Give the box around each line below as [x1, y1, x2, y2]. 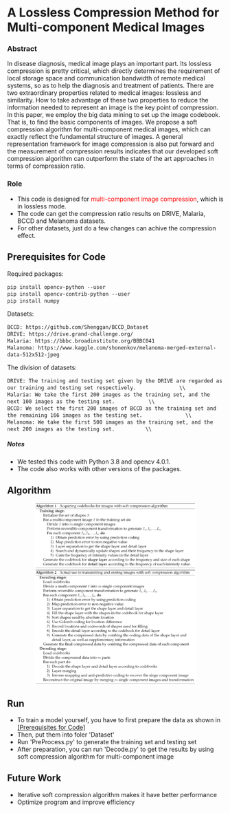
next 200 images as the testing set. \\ [7, 425, 152, 433]
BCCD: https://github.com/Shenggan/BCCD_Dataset [7, 323, 149, 331]
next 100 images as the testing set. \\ [7, 398, 155, 405]
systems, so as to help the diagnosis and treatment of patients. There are [7, 81, 214, 90]
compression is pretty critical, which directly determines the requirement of [7, 67, 221, 75]
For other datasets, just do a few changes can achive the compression [16, 224, 216, 232]
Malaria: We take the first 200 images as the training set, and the [7, 391, 211, 398]
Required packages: [7, 270, 64, 278]
